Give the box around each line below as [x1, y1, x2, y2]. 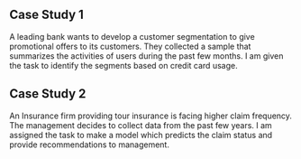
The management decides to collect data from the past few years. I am [9, 119, 272, 130]
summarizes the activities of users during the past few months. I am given [9, 50, 284, 61]
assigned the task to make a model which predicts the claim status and [9, 129, 273, 140]
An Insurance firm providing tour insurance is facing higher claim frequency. [9, 110, 293, 121]
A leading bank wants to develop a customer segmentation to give [9, 31, 255, 42]
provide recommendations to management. [9, 139, 169, 150]
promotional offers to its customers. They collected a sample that [9, 41, 251, 51]
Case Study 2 [9, 86, 87, 102]
